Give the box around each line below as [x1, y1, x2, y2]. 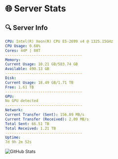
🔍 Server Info [5, 23, 48, 32]
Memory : [5, 57, 21, 62]
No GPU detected [5, 98, 38, 103]
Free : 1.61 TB [5, 85, 34, 90]
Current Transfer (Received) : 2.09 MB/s [5, 117, 89, 122]
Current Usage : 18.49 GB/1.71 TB [5, 80, 74, 85]
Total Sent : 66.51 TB [5, 121, 50, 126]
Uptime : [5, 135, 21, 140]
